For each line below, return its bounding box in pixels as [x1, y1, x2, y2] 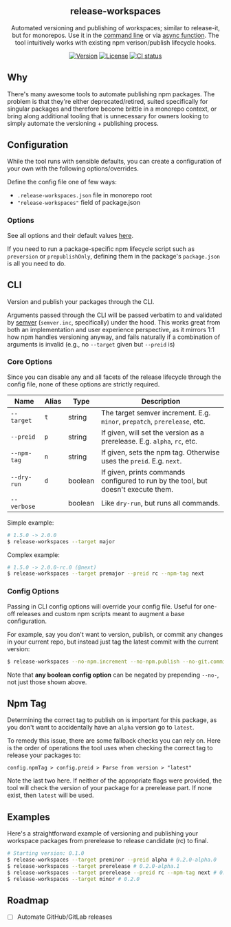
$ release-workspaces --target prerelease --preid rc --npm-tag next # [7, 869, 217, 876]
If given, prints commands [100, 467, 186, 477]
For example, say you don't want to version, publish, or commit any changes [7, 630, 223, 638]
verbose [10, 502, 36, 510]
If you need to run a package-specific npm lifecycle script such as [7, 244, 195, 253]
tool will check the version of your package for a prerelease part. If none [7, 784, 212, 792]
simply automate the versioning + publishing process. [7, 119, 159, 127]
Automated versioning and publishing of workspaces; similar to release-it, [11, 23, 220, 32]
